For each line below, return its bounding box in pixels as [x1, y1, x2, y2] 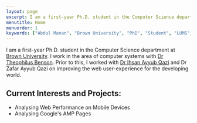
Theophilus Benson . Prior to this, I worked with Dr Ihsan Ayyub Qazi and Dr [6, 59, 187, 66]
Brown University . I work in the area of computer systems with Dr [6, 53, 164, 60]
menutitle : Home [6, 19, 46, 25]
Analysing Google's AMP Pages [14, 110, 91, 117]
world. [6, 71, 22, 78]
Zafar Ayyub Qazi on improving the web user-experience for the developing [6, 65, 189, 72]
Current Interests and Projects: [6, 88, 122, 98]
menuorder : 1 [6, 25, 38, 31]
